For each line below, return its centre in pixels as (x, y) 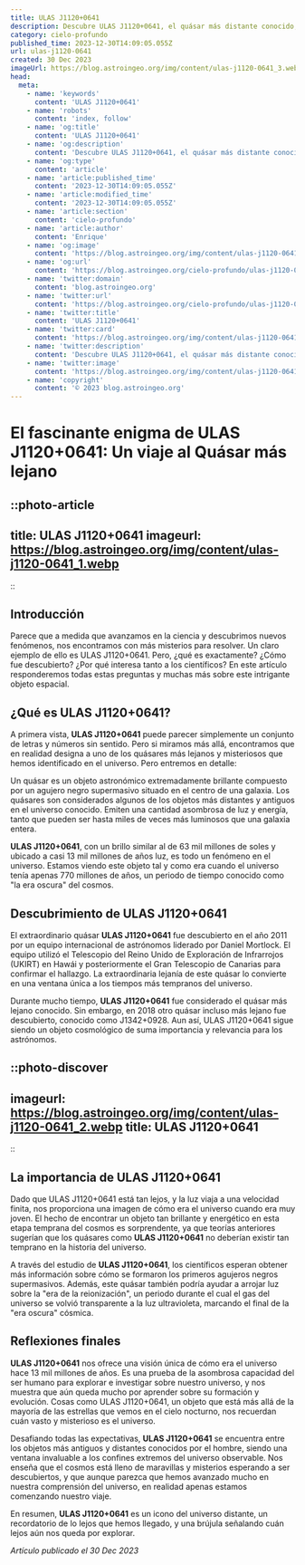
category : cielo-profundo (59, 34)
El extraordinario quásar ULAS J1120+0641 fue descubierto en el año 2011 (149, 935)
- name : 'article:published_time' (91, 178)
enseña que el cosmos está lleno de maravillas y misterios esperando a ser (150, 1467)
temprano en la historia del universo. (79, 1247)
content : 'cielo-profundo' (85, 220)
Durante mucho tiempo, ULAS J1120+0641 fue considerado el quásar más (149, 1001)
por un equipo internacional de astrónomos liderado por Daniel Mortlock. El (150, 945)
